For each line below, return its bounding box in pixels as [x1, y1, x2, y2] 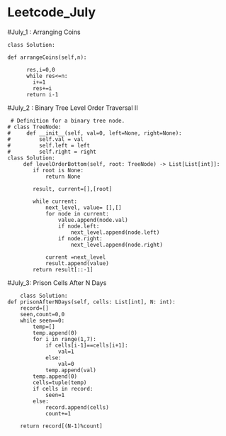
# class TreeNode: [7, 123, 62, 130]
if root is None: [33, 167, 84, 174]
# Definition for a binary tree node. [10, 117, 125, 124]
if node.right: [57, 235, 103, 242]
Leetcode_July [7, 4, 96, 21]
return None [45, 173, 81, 180]
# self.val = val [7, 135, 84, 142]
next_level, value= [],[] [45, 203, 122, 211]
